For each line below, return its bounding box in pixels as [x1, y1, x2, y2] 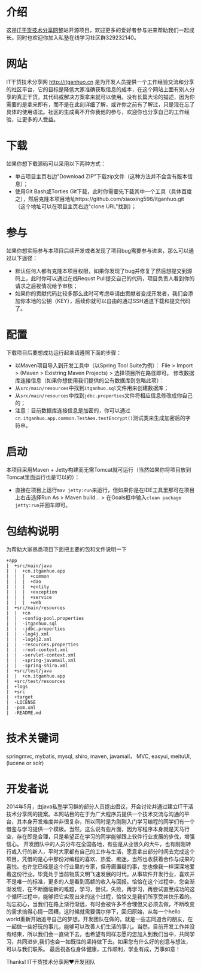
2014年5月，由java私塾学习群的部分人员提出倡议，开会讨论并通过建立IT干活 [6, 803, 193, 810]
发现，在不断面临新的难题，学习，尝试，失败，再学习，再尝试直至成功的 [11, 886, 190, 893]
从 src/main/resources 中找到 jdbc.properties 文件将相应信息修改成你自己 [14, 391, 193, 399]
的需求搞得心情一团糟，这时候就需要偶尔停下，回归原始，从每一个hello [6, 908, 181, 915]
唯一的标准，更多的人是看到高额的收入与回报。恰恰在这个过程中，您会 [16, 878, 190, 885]
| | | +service [6, 594, 52, 600]
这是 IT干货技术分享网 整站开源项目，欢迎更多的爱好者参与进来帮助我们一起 [6, 26, 190, 34]
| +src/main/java [6, 562, 52, 569]
